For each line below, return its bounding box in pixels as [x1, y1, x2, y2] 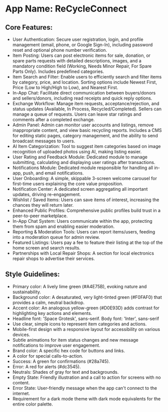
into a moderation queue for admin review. [12, 234, 100, 240]
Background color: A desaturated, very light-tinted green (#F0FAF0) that [12, 294, 162, 300]
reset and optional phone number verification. [12, 47, 107, 53]
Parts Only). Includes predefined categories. [12, 68, 104, 74]
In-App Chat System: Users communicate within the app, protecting [12, 218, 153, 224]
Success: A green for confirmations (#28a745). [12, 358, 110, 364]
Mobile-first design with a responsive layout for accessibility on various [12, 326, 160, 332]
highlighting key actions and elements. [12, 310, 92, 316]
